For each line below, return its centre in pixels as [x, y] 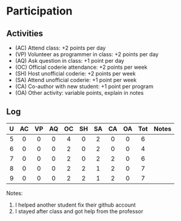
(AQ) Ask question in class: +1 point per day [70, 61]
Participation [39, 11]
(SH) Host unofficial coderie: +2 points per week [75, 73]
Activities [25, 34]
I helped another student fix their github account [75, 205]
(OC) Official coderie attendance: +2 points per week [81, 67]
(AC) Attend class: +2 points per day [60, 48]
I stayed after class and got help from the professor [79, 211]
